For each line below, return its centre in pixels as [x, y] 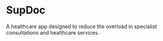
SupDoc [26, 10]
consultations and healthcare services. [53, 32]
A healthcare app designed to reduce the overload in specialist [81, 26]
